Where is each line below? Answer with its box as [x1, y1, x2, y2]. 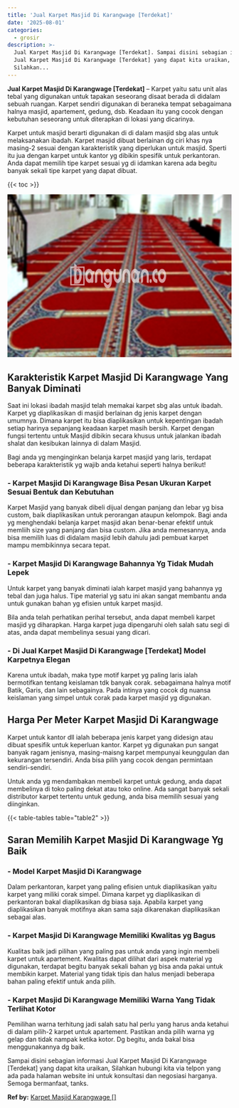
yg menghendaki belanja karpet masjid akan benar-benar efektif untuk [7, 518, 213, 527]
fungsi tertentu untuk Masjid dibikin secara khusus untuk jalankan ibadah [7, 431, 222, 440]
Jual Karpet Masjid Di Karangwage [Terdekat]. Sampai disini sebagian [14, 49, 228, 56]
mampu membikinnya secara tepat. [7, 541, 111, 549]
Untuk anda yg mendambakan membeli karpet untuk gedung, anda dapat [7, 776, 222, 786]
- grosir [14, 34, 40, 41]
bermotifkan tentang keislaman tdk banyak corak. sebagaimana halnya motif [7, 678, 231, 687]
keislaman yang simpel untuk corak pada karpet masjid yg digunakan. [7, 693, 212, 702]
